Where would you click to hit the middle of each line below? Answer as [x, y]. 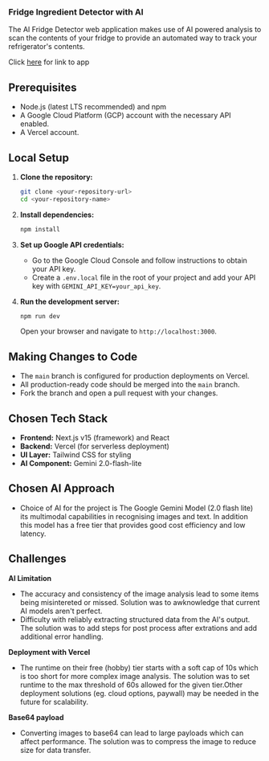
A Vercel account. [49, 133]
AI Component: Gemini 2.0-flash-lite [81, 464]
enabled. [35, 124]
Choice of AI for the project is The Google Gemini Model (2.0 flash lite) [137, 508]
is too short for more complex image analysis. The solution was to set [135, 676]
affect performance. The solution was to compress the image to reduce [138, 741]
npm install [40, 229]
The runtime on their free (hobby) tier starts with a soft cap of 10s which [139, 667]
